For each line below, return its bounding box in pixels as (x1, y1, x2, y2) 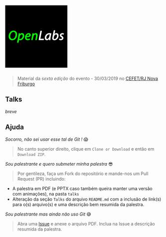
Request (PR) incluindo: (17, 176, 66, 182)
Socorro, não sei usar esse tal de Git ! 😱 (5, 136, 88, 142)
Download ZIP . (17, 151, 46, 157)
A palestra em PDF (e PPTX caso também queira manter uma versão (12, 185, 153, 192)
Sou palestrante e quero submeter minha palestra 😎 (5, 161, 113, 167)
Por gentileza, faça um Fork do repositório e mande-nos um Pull (17, 170, 149, 177)
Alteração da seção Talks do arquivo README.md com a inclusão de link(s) (12, 196, 162, 202)
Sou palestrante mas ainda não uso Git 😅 (5, 211, 91, 217)
